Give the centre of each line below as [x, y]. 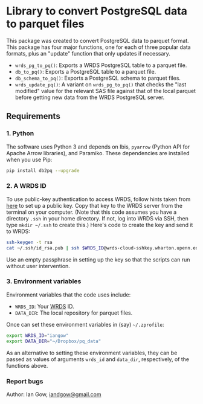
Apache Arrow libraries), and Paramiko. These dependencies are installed [98, 153]
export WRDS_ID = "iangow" [37, 335]
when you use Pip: [29, 159]
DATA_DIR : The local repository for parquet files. [74, 313]
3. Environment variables [44, 281]
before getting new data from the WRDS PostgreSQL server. [90, 97]
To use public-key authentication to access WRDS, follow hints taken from [98, 199]
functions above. [27, 365]
